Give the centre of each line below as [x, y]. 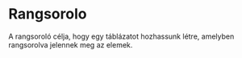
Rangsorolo [48, 14]
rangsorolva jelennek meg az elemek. [71, 44]
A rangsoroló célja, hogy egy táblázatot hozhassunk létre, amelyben [121, 36]
